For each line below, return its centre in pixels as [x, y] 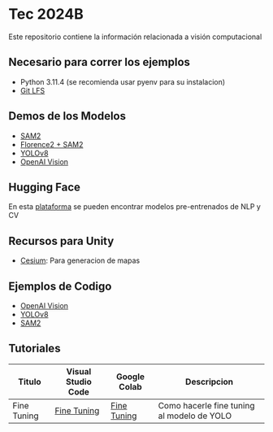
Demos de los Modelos [67, 116]
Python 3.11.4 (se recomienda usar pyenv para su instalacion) [123, 81]
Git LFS [32, 90]
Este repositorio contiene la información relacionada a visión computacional [135, 37]
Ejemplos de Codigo [60, 286]
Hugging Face [45, 187]
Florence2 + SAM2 [52, 144]
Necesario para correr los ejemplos [100, 62]
